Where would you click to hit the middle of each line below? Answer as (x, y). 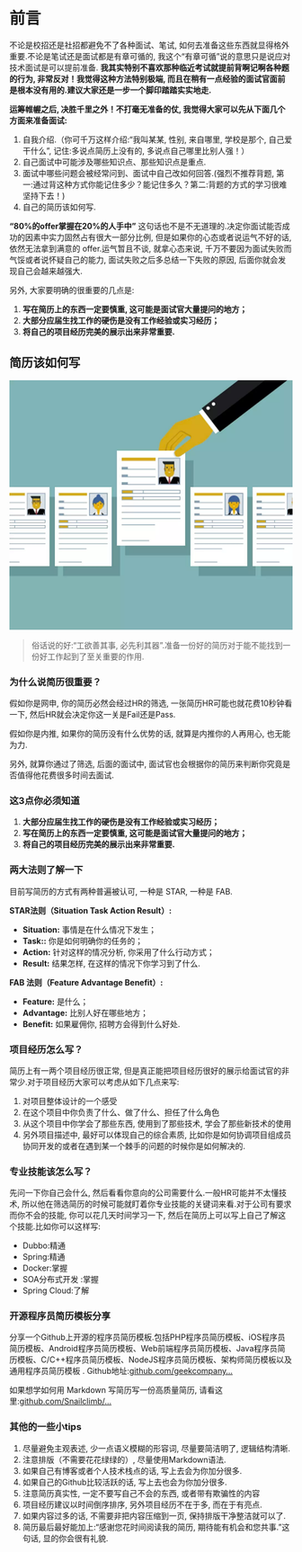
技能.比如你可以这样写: (59, 1226)
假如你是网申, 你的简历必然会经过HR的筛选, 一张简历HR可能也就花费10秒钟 (147, 703)
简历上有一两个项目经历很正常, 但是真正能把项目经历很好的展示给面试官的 (145, 1070)
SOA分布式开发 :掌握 (60, 1280)
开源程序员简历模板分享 (60, 1316)
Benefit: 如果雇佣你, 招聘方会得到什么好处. (101, 1024)
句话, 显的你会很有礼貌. (65, 1538)
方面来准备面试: (38, 120)
